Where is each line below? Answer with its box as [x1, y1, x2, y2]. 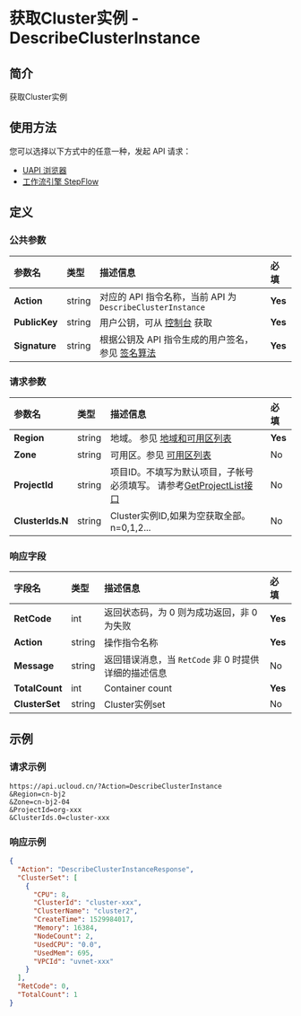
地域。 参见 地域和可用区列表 [110, 432, 232, 445]
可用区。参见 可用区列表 [110, 448, 212, 461]
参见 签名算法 [99, 347, 157, 359]
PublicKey [13, 315, 58, 328]
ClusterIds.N [13, 514, 69, 526]
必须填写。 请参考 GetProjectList [110, 479, 245, 491]
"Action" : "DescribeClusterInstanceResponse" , [17, 864, 194, 874]
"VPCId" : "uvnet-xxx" [32, 957, 115, 966]
